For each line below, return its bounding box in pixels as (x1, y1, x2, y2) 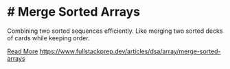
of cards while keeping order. (7, 33, 91, 42)
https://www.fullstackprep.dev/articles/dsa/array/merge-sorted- (39, 47, 221, 55)
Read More (7, 47, 38, 55)
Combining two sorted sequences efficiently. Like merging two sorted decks (7, 27, 223, 35)
